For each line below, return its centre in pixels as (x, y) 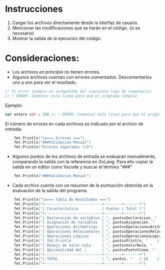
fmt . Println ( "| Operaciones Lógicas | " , (62, 236)
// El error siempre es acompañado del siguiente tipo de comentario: (79, 91)
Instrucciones (34, 9)
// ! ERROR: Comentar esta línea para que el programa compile (71, 96)
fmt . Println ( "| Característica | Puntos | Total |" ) (80, 209)
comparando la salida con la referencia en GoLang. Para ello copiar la (82, 162)
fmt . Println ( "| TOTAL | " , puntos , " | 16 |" (88, 259)
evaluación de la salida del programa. (50, 191)
